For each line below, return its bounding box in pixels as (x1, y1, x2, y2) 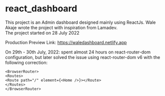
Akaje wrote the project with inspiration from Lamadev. (5, 24, 118, 30)
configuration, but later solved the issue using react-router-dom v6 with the (5, 54, 161, 60)
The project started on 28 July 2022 (5, 30, 80, 36)
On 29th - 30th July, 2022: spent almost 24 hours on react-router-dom (5, 49, 151, 55)
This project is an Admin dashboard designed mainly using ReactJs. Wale (5, 19, 156, 25)
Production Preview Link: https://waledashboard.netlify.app (5, 39, 127, 45)
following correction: (5, 59, 48, 65)
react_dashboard (5, 3, 77, 14)
